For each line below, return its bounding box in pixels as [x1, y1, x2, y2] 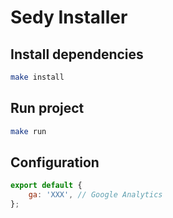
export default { [10, 181, 83, 191]
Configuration [10, 154, 100, 171]
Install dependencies [10, 46, 144, 63]
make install [10, 72, 65, 82]
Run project [10, 100, 85, 117]
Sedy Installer [10, 6, 128, 29]
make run [10, 126, 47, 136]
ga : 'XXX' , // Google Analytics [28, 190, 163, 200]
